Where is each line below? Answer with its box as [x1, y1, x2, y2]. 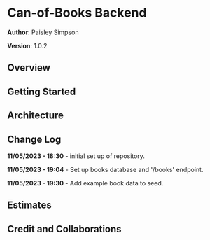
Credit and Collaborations [7, 223, 122, 235]
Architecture [7, 110, 64, 122]
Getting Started [7, 85, 76, 97]
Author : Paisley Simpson [7, 28, 79, 36]
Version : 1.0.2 [7, 41, 48, 50]
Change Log [7, 133, 62, 145]
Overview [7, 62, 51, 74]
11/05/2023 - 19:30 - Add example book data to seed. [7, 178, 164, 187]
